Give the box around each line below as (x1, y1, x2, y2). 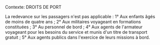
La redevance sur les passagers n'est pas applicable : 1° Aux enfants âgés (5, 14, 156, 19)
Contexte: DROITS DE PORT (5, 4, 62, 10)
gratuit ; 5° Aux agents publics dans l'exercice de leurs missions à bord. (5, 34, 150, 40)
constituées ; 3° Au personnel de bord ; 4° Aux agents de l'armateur (5, 24, 143, 30)
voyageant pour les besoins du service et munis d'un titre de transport (5, 29, 148, 35)
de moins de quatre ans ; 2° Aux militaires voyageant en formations (5, 19, 141, 24)
